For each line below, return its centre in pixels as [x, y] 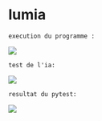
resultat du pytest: [43, 94]
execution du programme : [51, 36]
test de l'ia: [32, 65]
